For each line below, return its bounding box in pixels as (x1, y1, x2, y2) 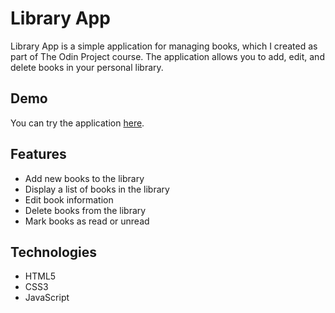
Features (10, 146, 67, 163)
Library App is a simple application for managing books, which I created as (10, 40, 318, 52)
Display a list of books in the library (24, 183, 170, 195)
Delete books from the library (24, 204, 147, 216)
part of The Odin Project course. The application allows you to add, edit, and (10, 50, 325, 62)
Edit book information (24, 193, 114, 206)
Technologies (10, 243, 98, 261)
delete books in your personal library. (10, 61, 164, 73)
